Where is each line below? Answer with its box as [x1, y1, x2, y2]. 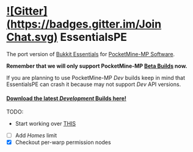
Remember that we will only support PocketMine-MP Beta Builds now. [6, 62, 188, 70]
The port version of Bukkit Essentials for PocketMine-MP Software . [6, 50, 175, 57]
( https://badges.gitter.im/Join [6, 17, 162, 31]
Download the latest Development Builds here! [6, 95, 126, 102]
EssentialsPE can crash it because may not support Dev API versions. [6, 81, 181, 88]
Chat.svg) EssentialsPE [6, 31, 127, 44]
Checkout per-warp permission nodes [15, 139, 111, 146]
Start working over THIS [15, 120, 76, 128]
